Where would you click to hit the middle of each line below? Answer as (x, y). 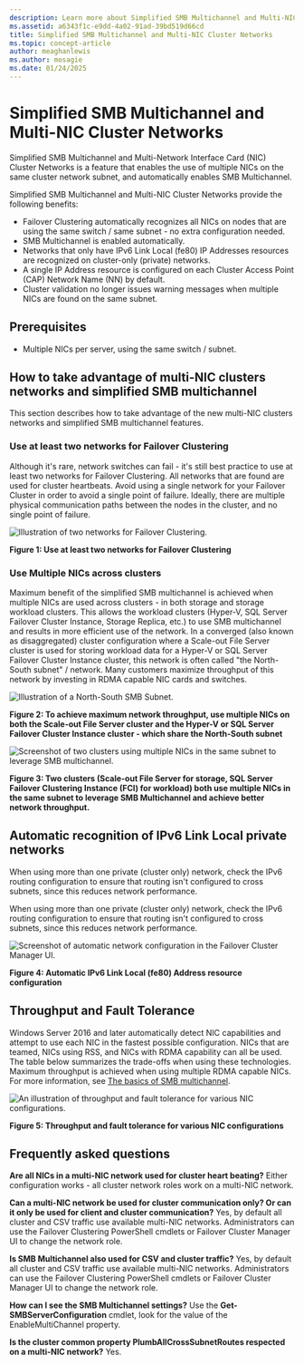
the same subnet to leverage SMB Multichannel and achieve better (137, 798)
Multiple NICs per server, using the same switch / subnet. (129, 349)
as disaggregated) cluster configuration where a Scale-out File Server (139, 641)
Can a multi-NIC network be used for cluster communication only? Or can (151, 1203)
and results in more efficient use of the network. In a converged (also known (152, 632)
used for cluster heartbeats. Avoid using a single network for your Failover (147, 485)
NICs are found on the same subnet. (90, 298)
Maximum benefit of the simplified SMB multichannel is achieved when (142, 593)
